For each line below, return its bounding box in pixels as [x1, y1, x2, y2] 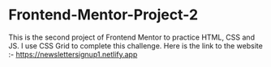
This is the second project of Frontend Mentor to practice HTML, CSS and [8, 32, 256, 42]
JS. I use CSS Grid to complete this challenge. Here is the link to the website [8, 40, 264, 50]
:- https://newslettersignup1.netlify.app [8, 49, 138, 59]
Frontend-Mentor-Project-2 [8, 6, 199, 24]
